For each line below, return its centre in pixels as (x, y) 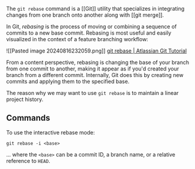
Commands (28, 118)
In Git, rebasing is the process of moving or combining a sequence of (92, 27)
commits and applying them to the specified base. (68, 81)
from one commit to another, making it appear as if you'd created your (93, 69)
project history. (25, 99)
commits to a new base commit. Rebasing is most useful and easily (89, 33)
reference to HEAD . (28, 161)
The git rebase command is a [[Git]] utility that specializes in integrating (95, 9)
